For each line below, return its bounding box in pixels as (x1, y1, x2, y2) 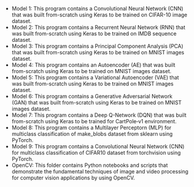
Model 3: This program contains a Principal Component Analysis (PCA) (11, 42, 183, 50)
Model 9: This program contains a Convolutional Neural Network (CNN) (11, 143, 185, 150)
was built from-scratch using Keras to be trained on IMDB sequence (11, 30, 177, 37)
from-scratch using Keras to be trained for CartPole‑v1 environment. (11, 118, 177, 124)
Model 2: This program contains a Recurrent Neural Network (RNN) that (11, 24, 186, 31)
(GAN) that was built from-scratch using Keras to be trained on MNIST (11, 99, 182, 106)
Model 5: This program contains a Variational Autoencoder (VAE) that (11, 74, 179, 81)
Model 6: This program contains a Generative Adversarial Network (11, 93, 173, 100)
